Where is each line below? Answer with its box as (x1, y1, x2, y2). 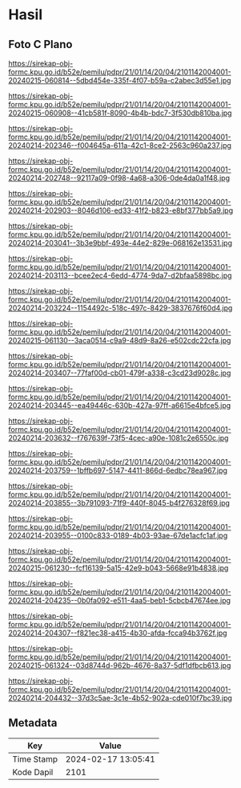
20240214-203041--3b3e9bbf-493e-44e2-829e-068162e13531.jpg (8, 238, 232, 247)
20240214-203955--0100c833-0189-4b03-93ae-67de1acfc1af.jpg (8, 530, 228, 540)
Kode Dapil (12, 766, 54, 778)
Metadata (8, 716, 58, 730)
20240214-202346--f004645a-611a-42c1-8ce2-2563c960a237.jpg (8, 141, 232, 150)
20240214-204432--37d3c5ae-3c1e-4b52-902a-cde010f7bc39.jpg (8, 694, 232, 702)
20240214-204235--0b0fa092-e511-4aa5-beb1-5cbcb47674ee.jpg (8, 596, 231, 605)
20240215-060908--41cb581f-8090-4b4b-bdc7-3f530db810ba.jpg (8, 108, 232, 118)
